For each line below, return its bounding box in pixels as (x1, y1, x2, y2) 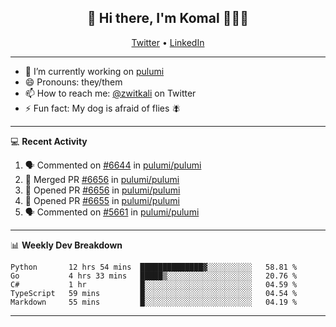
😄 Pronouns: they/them (24, 76, 123, 88)
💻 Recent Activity (10, 135, 88, 147)
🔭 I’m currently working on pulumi (24, 65, 165, 77)
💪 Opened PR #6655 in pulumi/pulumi (24, 194, 180, 206)
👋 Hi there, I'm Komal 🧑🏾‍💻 (87, 10, 249, 27)
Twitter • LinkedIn (131, 36, 205, 48)
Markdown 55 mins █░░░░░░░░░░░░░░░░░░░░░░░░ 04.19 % (10, 297, 298, 307)
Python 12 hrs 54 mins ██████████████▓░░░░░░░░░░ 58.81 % (10, 262, 298, 272)
